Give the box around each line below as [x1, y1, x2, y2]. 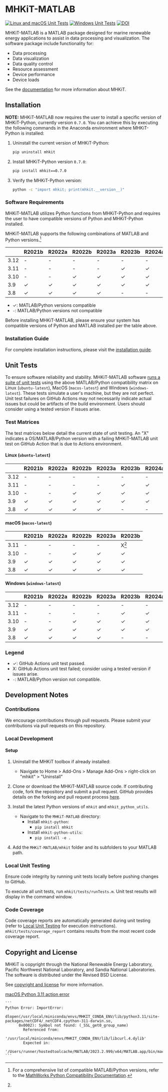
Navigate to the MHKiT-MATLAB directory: [19, 813, 101, 819]
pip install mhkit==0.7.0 [12, 168, 66, 173]
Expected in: [23, 1040, 50, 1045]
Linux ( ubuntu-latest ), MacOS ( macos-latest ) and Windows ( [5, 385, 131, 391]
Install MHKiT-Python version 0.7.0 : [12, 159, 86, 165]
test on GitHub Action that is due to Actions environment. [5, 440, 122, 446]
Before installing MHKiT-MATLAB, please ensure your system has [5, 317, 140, 323]
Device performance [12, 71, 55, 77]
